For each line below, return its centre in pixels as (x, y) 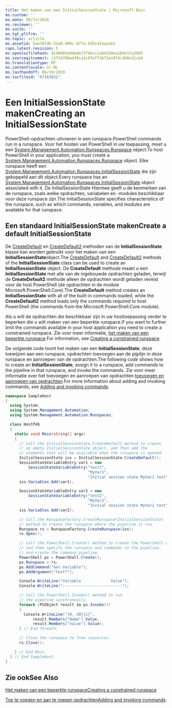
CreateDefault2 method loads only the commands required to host (76, 301)
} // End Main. (31, 652)
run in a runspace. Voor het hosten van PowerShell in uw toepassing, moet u (86, 144)
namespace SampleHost (28, 396)
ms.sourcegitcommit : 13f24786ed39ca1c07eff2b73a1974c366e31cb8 (74, 58)
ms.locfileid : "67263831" (33, 77)
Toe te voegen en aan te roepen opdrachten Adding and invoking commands (86, 700)
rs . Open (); (30, 534)
